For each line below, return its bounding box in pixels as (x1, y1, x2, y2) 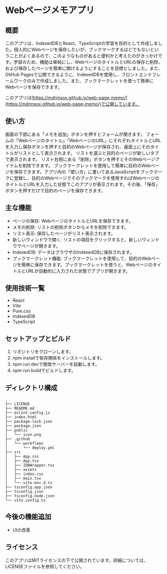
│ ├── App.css (5, 454, 39, 459)
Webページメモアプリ (5, 5, 95, 16)
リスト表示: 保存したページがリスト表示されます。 (12, 230, 116, 236)
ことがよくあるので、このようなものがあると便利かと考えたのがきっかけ (9, 53, 158, 59)
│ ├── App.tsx (5, 458, 39, 463)
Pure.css (12, 308, 31, 314)
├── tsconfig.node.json (5, 493, 55, 498)
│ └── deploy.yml (5, 445, 55, 450)
